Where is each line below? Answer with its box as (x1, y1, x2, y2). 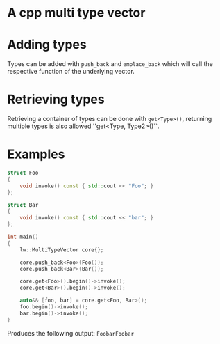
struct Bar (7, 201, 39, 208)
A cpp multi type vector (7, 5, 146, 21)
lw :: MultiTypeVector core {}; (19, 246, 104, 253)
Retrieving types (7, 92, 105, 107)
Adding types (7, 37, 87, 53)
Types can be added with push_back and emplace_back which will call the (7, 60, 213, 68)
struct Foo (7, 169, 39, 176)
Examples (7, 146, 65, 162)
